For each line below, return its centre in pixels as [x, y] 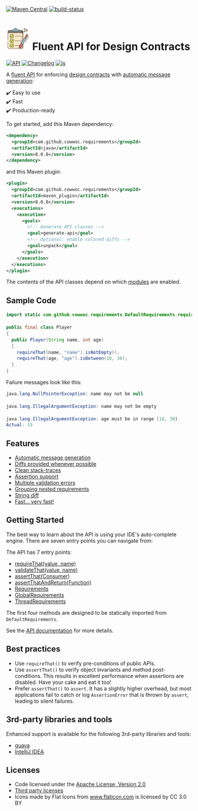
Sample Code [31, 301]
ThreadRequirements [40, 601]
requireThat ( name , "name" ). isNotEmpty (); [68, 352]
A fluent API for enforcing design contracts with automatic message [88, 74]
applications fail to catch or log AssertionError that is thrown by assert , [102, 695]
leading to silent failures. [44, 701]
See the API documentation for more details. [60, 630]
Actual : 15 [19, 425]
